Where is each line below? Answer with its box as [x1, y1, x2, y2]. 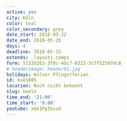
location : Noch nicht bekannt [6, 83, 84, 89]
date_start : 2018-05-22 [6, 32, 67, 38]
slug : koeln [6, 89, 37, 95]
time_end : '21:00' [6, 94, 53, 100]
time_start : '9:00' [6, 100, 56, 106]
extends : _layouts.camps [6, 54, 70, 61]
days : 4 [6, 43, 26, 50]
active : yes [6, 9, 37, 15]
